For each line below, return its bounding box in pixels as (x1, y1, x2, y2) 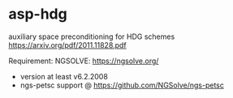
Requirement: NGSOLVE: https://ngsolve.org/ (8, 56, 159, 66)
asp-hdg (8, 5, 67, 23)
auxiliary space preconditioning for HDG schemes (8, 32, 175, 41)
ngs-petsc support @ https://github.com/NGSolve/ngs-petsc (19, 80, 225, 90)
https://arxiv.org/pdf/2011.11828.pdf (8, 40, 127, 49)
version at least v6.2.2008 (19, 71, 108, 81)
